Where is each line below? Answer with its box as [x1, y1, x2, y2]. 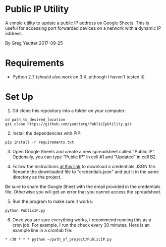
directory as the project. [12, 174, 62, 180]
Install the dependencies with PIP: [12, 130, 82, 136]
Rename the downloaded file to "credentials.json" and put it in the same [12, 169, 159, 175]
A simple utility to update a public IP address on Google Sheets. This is [5, 20, 150, 26]
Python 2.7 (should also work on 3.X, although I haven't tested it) [12, 73, 145, 80]
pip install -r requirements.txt [5, 140, 74, 145]
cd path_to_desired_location [5, 117, 65, 122]
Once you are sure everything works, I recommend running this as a [12, 217, 151, 223]
